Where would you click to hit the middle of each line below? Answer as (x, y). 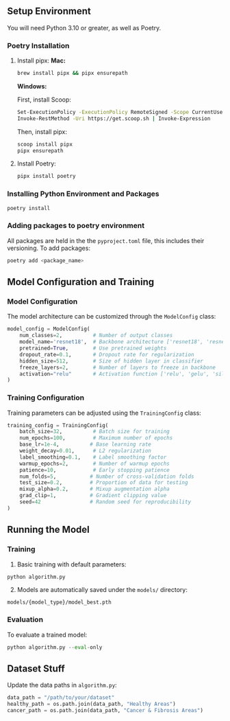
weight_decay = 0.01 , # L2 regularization (86, 451)
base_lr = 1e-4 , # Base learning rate (86, 445)
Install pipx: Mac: (41, 60)
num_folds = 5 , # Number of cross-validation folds (107, 477)
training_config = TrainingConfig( (58, 425)
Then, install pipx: (42, 131)
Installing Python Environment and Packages (83, 194)
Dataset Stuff (36, 668)
